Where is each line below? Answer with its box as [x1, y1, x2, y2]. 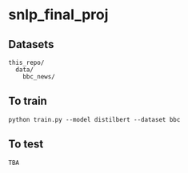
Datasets [8, 38, 54, 51]
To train [8, 95, 48, 108]
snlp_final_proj [8, 6, 109, 24]
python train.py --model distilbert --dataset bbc [8, 115, 181, 123]
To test [8, 138, 44, 151]
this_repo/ [8, 58, 45, 66]
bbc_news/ [22, 73, 56, 81]
